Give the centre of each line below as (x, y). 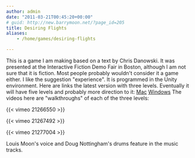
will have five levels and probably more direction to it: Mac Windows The (94, 92)
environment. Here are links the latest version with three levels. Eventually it (97, 85)
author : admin (23, 11)
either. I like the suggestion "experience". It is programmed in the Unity (92, 79)
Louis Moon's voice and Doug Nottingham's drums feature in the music (92, 144)
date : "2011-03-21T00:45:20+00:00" (50, 17)
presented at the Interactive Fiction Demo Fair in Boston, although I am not (96, 67)
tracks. (14, 150)
